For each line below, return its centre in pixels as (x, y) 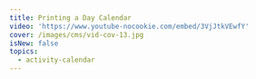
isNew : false (34, 43)
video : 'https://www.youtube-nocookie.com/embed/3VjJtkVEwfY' (129, 26)
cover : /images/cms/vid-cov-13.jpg (77, 35)
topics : (24, 52)
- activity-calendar (56, 60)
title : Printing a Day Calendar (70, 18)
